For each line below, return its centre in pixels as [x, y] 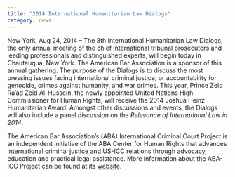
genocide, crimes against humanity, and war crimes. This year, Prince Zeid [115, 85]
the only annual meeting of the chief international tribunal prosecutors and [115, 48]
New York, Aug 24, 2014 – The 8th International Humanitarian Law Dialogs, [115, 40]
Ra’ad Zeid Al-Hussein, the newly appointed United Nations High [100, 93]
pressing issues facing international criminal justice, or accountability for [112, 77]
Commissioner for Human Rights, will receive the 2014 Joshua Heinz [106, 100]
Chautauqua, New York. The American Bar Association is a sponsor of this [115, 63]
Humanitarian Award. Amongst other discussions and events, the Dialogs [113, 107]
